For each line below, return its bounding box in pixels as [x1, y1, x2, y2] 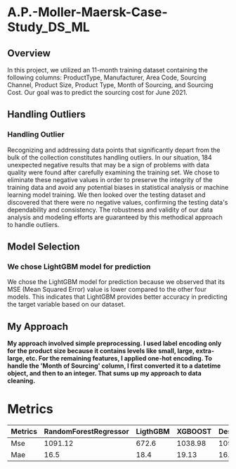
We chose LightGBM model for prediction [7, 262, 151, 271]
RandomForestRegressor [44, 427, 129, 437]
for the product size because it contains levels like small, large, [7, 347, 195, 355]
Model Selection [7, 240, 81, 253]
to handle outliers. [7, 220, 60, 229]
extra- [195, 347, 215, 355]
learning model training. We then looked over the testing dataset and [7, 191, 206, 199]
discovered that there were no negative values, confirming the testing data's [7, 198, 228, 206]
